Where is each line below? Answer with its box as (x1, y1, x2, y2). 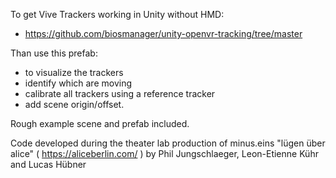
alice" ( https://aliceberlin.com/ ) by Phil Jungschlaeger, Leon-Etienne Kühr (10, 148, 319, 159)
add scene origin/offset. (24, 99, 125, 110)
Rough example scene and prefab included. (10, 118, 190, 129)
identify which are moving (24, 77, 132, 89)
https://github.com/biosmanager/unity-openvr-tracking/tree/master (24, 28, 303, 39)
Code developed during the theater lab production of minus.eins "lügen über (10, 137, 326, 149)
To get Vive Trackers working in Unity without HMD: (10, 9, 225, 20)
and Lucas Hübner (10, 159, 87, 170)
